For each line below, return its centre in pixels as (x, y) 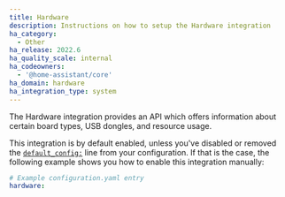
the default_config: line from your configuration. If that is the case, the (139, 152)
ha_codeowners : (37, 67)
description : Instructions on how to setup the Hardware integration (140, 26)
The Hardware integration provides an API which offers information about (143, 117)
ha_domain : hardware (47, 83)
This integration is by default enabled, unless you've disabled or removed (143, 143)
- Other (31, 42)
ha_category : (33, 34)
